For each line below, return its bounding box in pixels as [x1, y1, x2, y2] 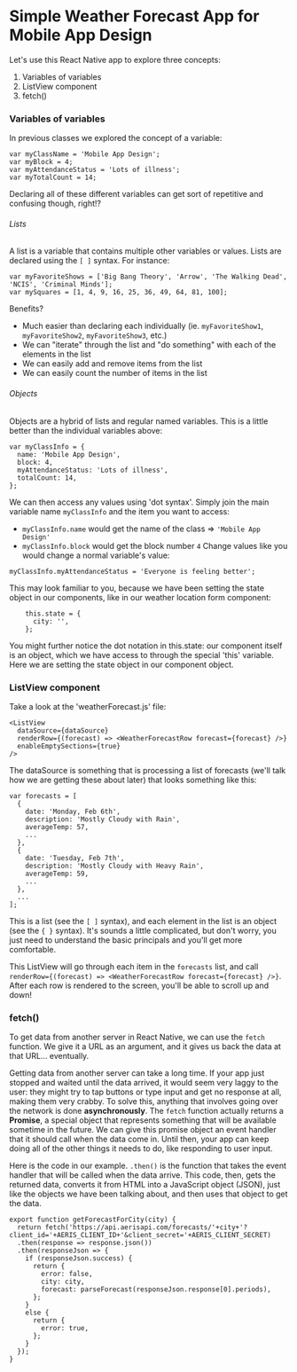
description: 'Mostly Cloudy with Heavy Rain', [25, 861, 204, 870]
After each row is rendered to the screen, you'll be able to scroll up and [9, 980, 270, 991]
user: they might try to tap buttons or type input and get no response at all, [9, 1086, 282, 1097]
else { [25, 1308, 50, 1318]
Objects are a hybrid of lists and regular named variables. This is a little [9, 415, 269, 427]
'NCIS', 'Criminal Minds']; [9, 280, 113, 289]
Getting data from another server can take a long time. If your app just [9, 1068, 265, 1078]
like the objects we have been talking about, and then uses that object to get [9, 1188, 288, 1199]
